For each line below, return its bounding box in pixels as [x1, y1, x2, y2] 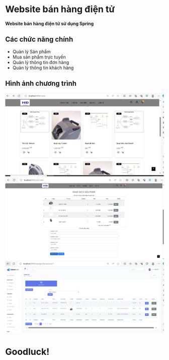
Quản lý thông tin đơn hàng [12, 59, 69, 65]
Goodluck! [5, 346, 50, 357]
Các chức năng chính [5, 35, 73, 44]
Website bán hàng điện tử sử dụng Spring [5, 20, 94, 26]
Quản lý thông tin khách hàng [12, 65, 74, 71]
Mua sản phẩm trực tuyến [12, 54, 66, 60]
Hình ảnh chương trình [5, 79, 77, 88]
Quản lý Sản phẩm [12, 48, 51, 54]
